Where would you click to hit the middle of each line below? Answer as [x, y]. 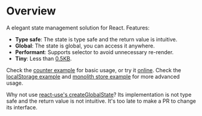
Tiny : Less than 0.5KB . [43, 58]
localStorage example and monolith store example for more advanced [93, 76]
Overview [31, 11]
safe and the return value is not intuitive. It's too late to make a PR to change [101, 101]
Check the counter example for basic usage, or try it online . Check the [94, 70]
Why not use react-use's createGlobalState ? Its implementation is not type [99, 94]
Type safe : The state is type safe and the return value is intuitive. [96, 39]
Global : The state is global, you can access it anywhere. [85, 46]
